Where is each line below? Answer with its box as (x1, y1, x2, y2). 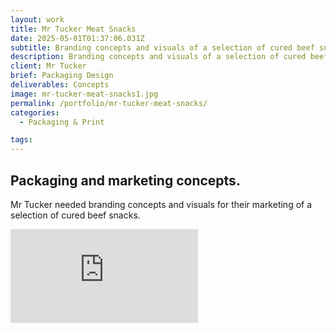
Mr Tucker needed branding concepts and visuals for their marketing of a (10, 198, 313, 210)
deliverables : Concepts (10, 80, 110, 90)
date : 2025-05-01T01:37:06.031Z (10, 33, 145, 43)
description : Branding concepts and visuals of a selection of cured (10, 52, 307, 62)
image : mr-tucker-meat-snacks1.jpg (10, 89, 159, 99)
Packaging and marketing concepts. (10, 172, 241, 189)
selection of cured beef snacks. (10, 209, 141, 221)
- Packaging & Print (19, 117, 105, 127)
